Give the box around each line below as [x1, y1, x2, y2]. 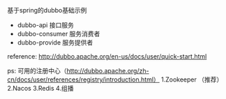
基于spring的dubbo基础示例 [7, 6, 87, 14]
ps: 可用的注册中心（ [7, 67, 67, 75]
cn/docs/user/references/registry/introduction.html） [7, 75, 160, 84]
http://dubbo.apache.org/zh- [66, 67, 149, 75]
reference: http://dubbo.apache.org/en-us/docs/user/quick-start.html [7, 52, 207, 61]
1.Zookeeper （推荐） [161, 75, 223, 84]
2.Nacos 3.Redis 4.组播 [7, 84, 74, 92]
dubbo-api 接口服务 [17, 21, 75, 29]
